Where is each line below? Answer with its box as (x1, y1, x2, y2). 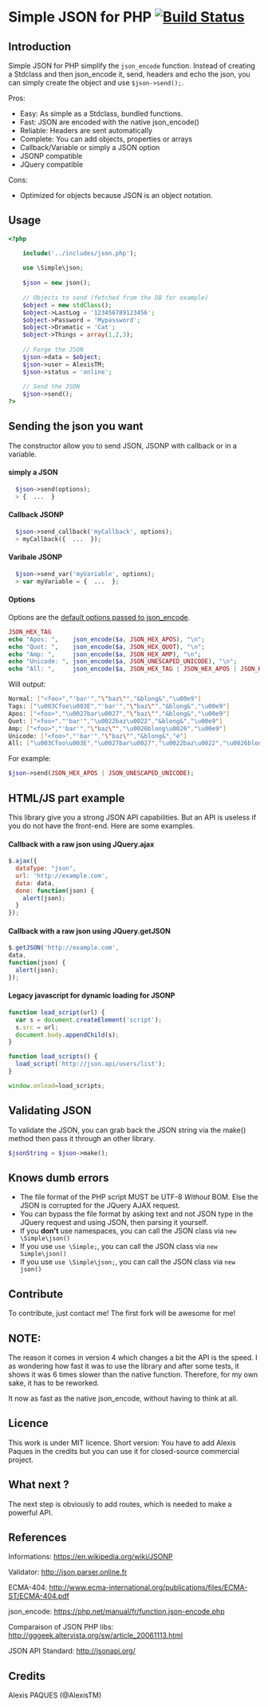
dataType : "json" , (15, 864, 77, 873)
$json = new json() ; (22, 279, 91, 287)
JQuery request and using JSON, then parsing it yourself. (19, 1218, 209, 1227)
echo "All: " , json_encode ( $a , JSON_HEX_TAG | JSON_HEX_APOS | (8, 665, 238, 674)
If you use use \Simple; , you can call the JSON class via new (19, 1242, 218, 1251)
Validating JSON (8, 1104, 92, 1117)
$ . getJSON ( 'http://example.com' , (8, 944, 120, 952)
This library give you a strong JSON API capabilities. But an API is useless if (8, 812, 257, 822)
